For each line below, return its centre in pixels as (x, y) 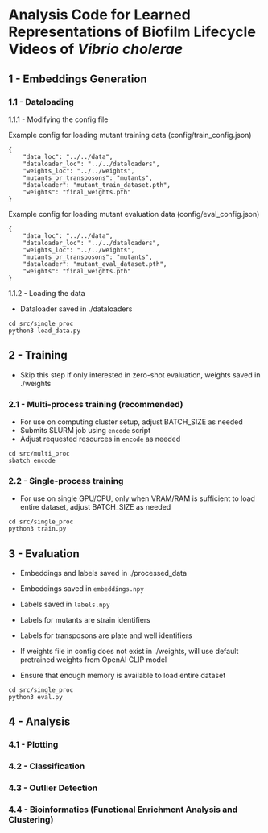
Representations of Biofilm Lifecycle (132, 32)
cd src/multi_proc (39, 453)
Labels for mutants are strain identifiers (85, 620)
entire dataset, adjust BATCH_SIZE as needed (95, 507)
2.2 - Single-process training (66, 481)
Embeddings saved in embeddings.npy (82, 589)
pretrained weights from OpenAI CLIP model (93, 660)
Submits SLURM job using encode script (85, 430)
